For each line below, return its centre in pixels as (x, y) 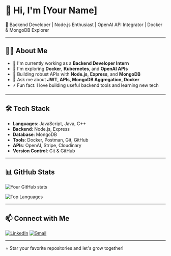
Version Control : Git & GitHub (44, 151)
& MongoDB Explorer (27, 30)
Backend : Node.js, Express (41, 129)
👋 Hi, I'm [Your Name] (51, 10)
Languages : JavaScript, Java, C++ (49, 123)
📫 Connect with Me (37, 218)
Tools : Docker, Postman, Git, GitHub (50, 139)
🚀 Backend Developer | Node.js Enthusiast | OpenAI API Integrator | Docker (84, 25)
